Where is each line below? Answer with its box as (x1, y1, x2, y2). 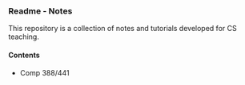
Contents (8, 50, 40, 60)
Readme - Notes (8, 6, 73, 17)
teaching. (8, 32, 40, 41)
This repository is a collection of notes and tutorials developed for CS (8, 24, 238, 33)
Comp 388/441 (19, 68, 70, 77)
